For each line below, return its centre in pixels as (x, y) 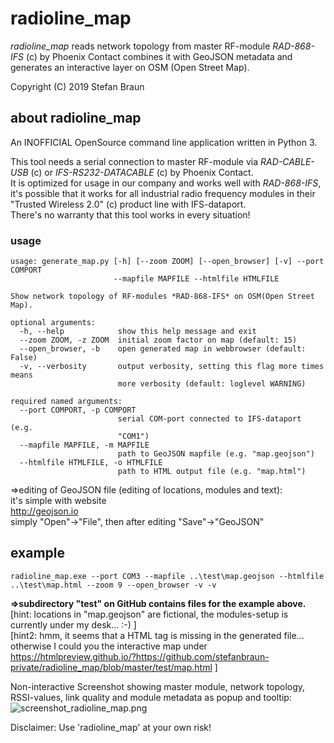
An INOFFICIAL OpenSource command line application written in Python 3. (164, 142)
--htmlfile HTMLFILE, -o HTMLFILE (91, 463)
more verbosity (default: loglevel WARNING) (212, 384)
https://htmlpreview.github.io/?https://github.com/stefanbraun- (140, 656)
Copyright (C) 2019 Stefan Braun (77, 86)
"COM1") (133, 437)
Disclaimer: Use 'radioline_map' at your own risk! (111, 727)
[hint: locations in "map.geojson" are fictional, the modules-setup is (149, 614)
